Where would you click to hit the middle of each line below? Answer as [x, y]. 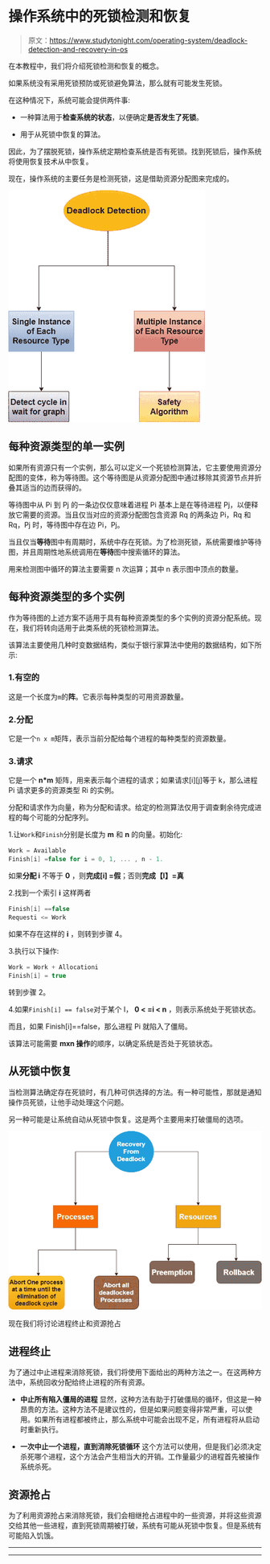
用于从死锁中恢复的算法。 [62, 134]
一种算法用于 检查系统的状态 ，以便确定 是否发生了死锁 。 [111, 117]
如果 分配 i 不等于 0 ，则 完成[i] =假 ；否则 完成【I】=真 [96, 876]
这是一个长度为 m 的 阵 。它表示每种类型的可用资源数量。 [98, 696]
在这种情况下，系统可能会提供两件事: [70, 100]
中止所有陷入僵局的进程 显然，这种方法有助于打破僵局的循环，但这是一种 [141, 1399]
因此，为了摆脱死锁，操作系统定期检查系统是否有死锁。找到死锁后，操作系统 [135, 151]
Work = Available [37, 851]
